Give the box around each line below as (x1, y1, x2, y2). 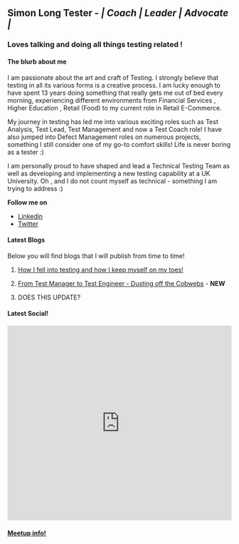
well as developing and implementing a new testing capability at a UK (7, 169, 211, 178)
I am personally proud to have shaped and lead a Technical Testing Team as (7, 161, 230, 170)
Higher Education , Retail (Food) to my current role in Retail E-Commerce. (7, 103, 222, 112)
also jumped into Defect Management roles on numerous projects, (7, 133, 201, 141)
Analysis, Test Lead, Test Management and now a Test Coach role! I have (7, 125, 222, 133)
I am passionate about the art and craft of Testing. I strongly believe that (7, 73, 219, 82)
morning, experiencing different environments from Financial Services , (7, 96, 216, 104)
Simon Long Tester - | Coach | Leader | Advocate (7, 7, 229, 19)
